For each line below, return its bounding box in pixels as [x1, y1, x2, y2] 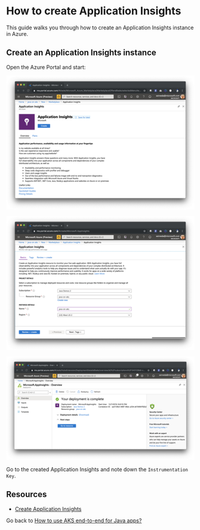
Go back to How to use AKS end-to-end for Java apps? [6, 517, 142, 524]
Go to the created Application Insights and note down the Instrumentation [6, 465, 189, 473]
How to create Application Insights [6, 4, 181, 18]
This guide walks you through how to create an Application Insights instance [6, 24, 194, 31]
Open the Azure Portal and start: [6, 63, 86, 71]
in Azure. [6, 30, 29, 37]
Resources [6, 489, 47, 500]
